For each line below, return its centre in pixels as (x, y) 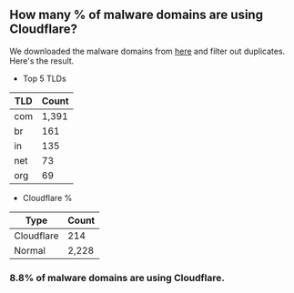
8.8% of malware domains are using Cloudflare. (117, 278)
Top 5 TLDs (44, 78)
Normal (30, 250)
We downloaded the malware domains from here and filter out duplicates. (147, 51)
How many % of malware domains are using (137, 15)
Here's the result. (42, 61)
